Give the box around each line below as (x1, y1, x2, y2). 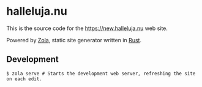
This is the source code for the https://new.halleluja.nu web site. (6, 25, 168, 32)
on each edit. (6, 75, 43, 82)
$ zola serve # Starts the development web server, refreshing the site (6, 70, 196, 77)
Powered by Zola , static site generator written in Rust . (6, 36, 142, 43)
